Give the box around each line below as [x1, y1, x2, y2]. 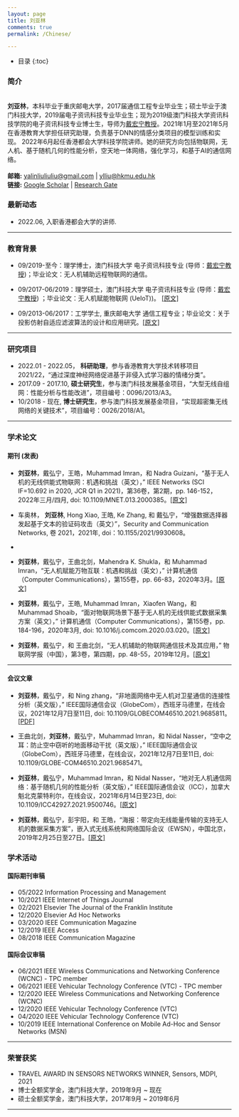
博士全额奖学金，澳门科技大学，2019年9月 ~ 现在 [17, 1086, 162, 1094]
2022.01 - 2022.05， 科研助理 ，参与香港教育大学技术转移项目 [17, 362, 199, 370]
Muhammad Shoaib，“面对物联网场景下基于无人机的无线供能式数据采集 [17, 608, 228, 617]
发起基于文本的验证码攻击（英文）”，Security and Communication [17, 519, 209, 528]
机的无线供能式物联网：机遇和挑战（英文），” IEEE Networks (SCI [17, 478, 205, 486]
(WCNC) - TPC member [17, 975, 87, 983]
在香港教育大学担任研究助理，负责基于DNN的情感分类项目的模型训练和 [7, 128, 215, 137]
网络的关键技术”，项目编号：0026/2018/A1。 [17, 407, 149, 415]
